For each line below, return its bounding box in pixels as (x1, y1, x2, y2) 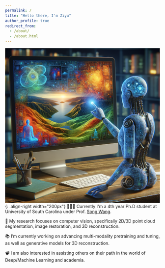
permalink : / (5, 8, 32, 13)
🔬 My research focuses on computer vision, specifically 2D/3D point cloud (5, 218, 156, 224)
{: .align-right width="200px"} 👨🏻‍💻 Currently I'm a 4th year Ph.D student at (5, 204, 157, 209)
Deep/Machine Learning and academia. (5, 257, 85, 263)
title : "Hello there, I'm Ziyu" (5, 13, 71, 18)
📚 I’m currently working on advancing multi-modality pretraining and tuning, (5, 233, 160, 239)
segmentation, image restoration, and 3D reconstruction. (5, 223, 120, 229)
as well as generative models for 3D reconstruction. (5, 241, 110, 246)
